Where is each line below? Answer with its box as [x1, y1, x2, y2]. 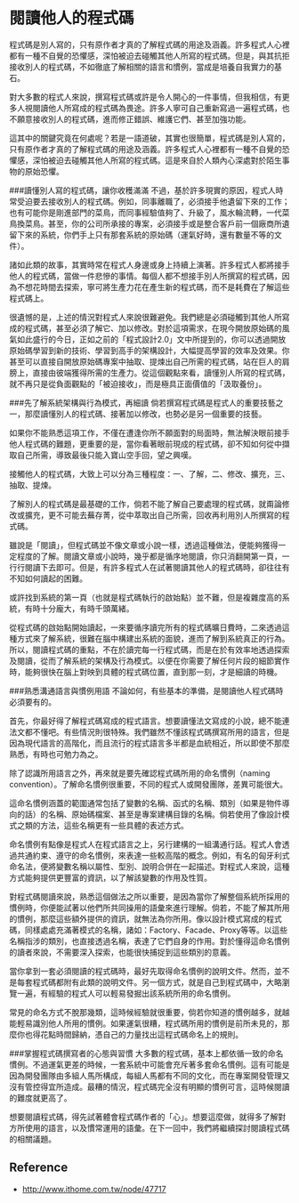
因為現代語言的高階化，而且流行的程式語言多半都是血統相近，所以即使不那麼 [9, 738, 290, 748]
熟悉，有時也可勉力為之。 [9, 748, 103, 759]
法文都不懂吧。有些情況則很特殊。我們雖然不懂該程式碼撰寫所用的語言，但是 [9, 726, 290, 737]
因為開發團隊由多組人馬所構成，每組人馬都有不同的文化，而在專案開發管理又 [9, 1070, 290, 1081]
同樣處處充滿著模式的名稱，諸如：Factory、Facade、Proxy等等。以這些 [24, 924, 288, 935]
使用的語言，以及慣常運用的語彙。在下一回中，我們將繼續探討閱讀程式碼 [24, 1122, 290, 1133]
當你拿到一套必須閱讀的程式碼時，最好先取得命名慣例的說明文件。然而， [9, 965, 274, 976]
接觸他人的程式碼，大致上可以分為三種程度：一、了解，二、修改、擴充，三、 [9, 468, 290, 479]
